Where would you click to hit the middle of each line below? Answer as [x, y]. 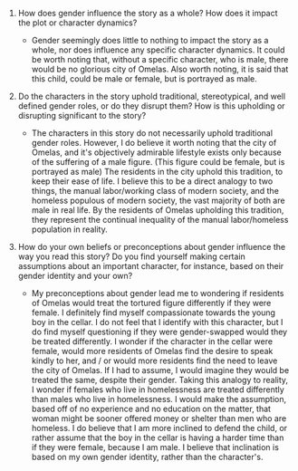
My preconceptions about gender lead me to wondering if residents [158, 293]
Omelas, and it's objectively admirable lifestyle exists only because [157, 152]
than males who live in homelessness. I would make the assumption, [159, 399]
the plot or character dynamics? [77, 23]
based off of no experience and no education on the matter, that [151, 409]
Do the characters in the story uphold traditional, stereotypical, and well [152, 96]
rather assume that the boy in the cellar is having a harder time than [158, 437]
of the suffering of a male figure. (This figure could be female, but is [158, 162]
